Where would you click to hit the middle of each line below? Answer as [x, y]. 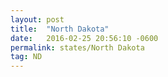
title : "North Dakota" [60, 29]
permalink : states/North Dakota [77, 47]
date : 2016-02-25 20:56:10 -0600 [84, 38]
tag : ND [26, 57]
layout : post [37, 19]
